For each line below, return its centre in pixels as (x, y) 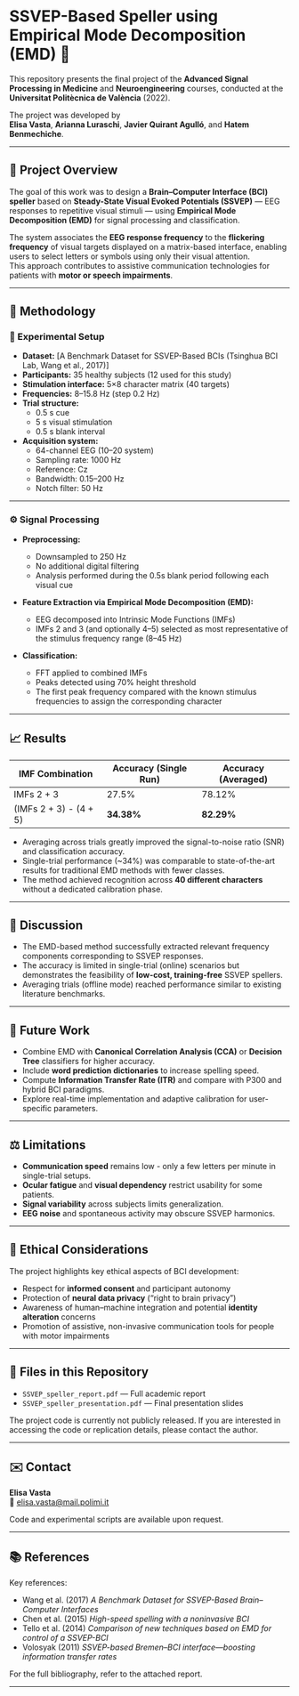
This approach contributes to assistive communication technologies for (140, 265)
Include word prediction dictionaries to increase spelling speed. (141, 1070)
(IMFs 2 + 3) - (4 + (54, 809)
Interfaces (80, 1610)
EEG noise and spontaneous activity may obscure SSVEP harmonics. (149, 1213)
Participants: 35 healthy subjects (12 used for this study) (127, 375)
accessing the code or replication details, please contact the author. (134, 1429)
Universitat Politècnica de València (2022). (90, 97)
